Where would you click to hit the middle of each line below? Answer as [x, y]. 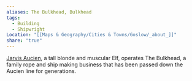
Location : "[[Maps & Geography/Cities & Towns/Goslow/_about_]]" [91, 35]
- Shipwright [29, 29]
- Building [26, 23]
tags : [13, 18]
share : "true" [25, 40]
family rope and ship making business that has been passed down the [95, 64]
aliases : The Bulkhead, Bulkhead [49, 12]
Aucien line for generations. [41, 71]
